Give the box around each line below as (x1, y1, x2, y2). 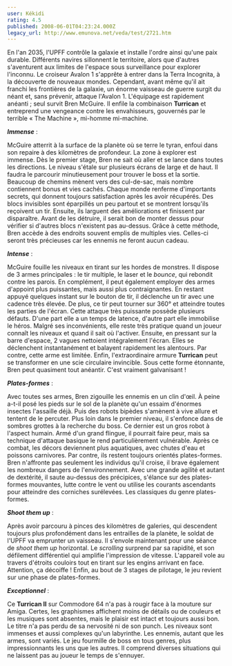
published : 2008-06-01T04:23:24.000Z (7, 23, 116, 30)
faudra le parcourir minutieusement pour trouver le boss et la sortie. (7, 170, 200, 179)
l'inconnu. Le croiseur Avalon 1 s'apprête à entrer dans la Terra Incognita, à (7, 70, 220, 79)
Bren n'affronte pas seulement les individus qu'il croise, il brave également (7, 458, 220, 467)
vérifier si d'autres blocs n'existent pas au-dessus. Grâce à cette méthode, (7, 222, 220, 230)
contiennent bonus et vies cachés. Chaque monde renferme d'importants (7, 185, 216, 193)
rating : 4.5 (7, 17, 41, 23)
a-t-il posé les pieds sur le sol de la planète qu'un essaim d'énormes (7, 400, 202, 408)
